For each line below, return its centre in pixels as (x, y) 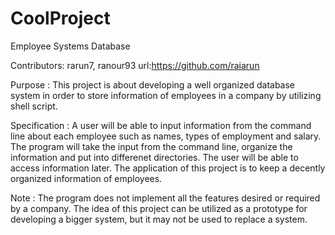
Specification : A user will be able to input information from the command (161, 125)
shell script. (34, 106)
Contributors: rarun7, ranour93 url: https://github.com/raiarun (135, 65)
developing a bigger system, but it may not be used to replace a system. (159, 219)
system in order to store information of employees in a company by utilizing (166, 95)
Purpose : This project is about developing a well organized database (153, 84)
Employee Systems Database (70, 46)
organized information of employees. (86, 178)
